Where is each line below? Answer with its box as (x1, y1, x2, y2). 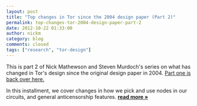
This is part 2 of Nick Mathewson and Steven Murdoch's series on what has (6, 63, 191, 70)
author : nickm (6, 31, 41, 37)
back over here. (6, 75, 44, 82)
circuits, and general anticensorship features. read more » (6, 93, 148, 100)
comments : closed (6, 42, 49, 48)
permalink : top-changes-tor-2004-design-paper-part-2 (6, 19, 142, 25)
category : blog (6, 36, 44, 42)
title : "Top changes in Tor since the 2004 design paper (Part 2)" (6, 14, 176, 20)
